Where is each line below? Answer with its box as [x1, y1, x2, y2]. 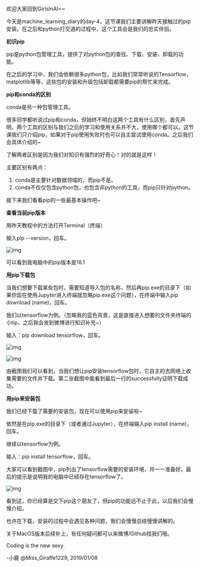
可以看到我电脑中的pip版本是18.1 [6, 258, 85, 266]
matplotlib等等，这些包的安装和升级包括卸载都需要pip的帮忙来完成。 [6, 78, 174, 85]
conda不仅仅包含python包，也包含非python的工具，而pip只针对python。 [14, 184, 194, 191]
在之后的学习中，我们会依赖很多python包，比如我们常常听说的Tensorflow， [6, 71, 192, 77]
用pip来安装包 [6, 395, 40, 402]
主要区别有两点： [6, 164, 48, 171]
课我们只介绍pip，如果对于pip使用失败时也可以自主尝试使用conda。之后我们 [6, 131, 193, 138]
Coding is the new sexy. [6, 542, 65, 549]
